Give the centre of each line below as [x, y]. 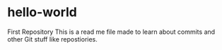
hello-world [42, 12]
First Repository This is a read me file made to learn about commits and [111, 32]
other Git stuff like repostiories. [52, 39]
